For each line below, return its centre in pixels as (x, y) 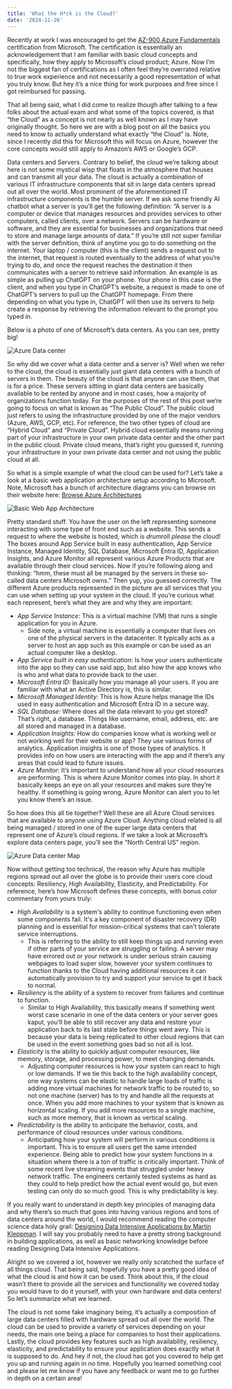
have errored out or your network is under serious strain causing (119, 955)
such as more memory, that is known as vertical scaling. (107, 1117)
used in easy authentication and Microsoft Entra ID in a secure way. (113, 704)
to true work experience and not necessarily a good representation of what (114, 76)
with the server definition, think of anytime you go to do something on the (112, 243)
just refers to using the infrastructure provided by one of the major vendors (114, 415)
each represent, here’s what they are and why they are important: (100, 602)
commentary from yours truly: (50, 898)
